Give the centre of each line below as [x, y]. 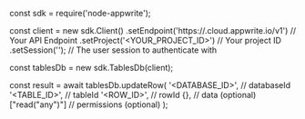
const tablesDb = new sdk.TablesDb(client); [91, 68]
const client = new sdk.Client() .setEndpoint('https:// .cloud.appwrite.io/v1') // [153, 30]
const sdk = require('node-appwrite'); [81, 13]
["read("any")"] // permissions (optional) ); [89, 104]
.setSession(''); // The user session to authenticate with [113, 50]
